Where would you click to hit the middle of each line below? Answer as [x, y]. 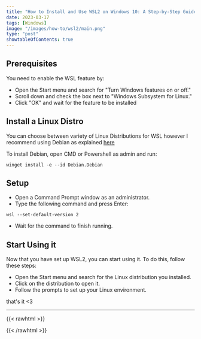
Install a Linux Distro [45, 121]
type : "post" [22, 34]
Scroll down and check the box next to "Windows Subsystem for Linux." [103, 96]
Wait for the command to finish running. [64, 226]
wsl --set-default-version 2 [42, 215]
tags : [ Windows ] [26, 23]
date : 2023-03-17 [28, 17]
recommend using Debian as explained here [60, 142]
